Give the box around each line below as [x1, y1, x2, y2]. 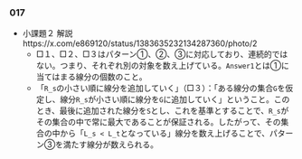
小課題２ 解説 [22, 28, 73, 39]
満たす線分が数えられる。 [62, 139, 159, 150]
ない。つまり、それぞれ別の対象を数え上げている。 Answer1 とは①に [35, 61, 289, 71]
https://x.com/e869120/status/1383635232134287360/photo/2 [22, 38, 258, 49]
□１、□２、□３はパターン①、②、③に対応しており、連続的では [35, 49, 288, 60]
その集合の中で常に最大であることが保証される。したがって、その [35, 117, 282, 127]
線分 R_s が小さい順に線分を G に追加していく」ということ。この [60, 94, 290, 105]
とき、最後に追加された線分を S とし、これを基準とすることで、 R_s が [35, 106, 289, 117]
